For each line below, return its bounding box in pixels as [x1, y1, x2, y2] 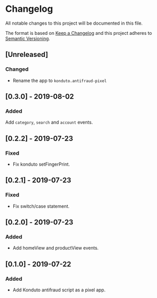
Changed [5, 66, 29, 73]
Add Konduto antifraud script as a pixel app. [12, 287, 106, 293]
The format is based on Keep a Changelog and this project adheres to [5, 30, 152, 36]
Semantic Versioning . [5, 35, 50, 42]
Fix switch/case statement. [12, 203, 70, 209]
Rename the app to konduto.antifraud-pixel [12, 77, 107, 84]
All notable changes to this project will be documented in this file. [5, 20, 143, 26]
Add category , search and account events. [5, 119, 93, 126]
